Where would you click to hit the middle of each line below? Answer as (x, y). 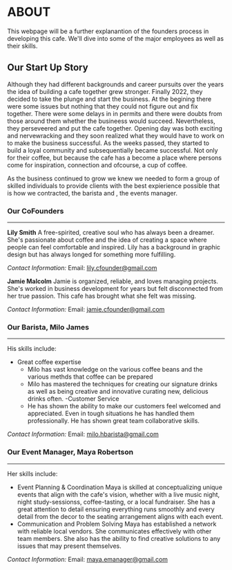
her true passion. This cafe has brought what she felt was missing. (102, 296)
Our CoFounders (36, 211)
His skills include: (32, 349)
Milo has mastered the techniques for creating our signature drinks (122, 384)
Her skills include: (32, 473)
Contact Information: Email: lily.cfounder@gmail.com (82, 268)
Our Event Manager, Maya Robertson (70, 452)
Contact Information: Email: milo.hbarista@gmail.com (83, 434)
